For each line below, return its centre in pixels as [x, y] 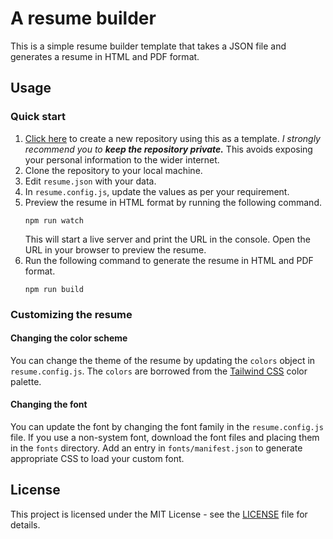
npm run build [54, 289]
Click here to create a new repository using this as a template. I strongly [172, 138]
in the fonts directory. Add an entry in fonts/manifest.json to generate [156, 448]
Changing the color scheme [69, 338]
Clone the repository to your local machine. [113, 170]
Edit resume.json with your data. [90, 181]
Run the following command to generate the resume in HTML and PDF [169, 260]
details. [25, 524]
